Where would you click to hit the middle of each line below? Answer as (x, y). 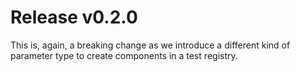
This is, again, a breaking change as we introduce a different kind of (150, 45)
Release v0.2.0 (74, 17)
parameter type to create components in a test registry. (124, 55)
